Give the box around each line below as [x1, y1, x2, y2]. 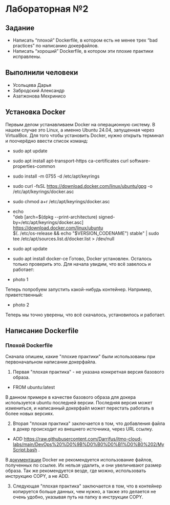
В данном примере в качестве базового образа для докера [5, 394, 136, 400]
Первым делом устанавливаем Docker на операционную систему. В [5, 121, 155, 127]
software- [130, 158, 151, 164]
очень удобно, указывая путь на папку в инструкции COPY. [12, 494, 143, 500]
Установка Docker [5, 108, 66, 116]
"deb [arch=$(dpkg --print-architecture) [12, 213, 98, 220]
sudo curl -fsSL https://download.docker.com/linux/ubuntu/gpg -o [12, 183, 153, 189]
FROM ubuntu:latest [12, 384, 55, 391]
